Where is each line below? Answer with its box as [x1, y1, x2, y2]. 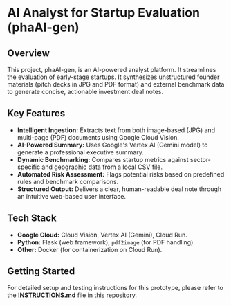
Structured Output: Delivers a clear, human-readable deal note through [17, 185, 222, 193]
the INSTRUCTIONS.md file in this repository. [7, 291, 137, 299]
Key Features [7, 107, 66, 119]
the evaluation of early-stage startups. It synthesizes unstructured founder [7, 73, 220, 81]
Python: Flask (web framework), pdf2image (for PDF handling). [17, 237, 196, 246]
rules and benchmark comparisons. [17, 177, 119, 186]
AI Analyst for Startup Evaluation [7, 5, 201, 21]
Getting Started [7, 265, 75, 278]
